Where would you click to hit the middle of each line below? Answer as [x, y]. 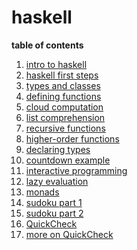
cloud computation [64, 107]
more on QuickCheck [69, 234]
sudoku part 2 [54, 213]
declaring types [58, 149]
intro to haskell [56, 64]
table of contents [47, 45]
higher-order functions [72, 138]
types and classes [63, 85]
